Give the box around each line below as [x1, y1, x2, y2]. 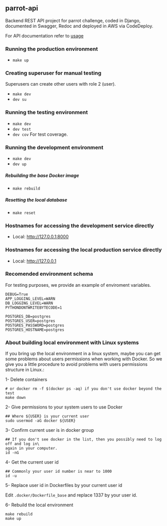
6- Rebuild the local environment [5, 502, 73, 508]
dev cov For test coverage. [12, 131, 68, 137]
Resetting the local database [5, 197, 67, 203]
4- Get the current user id [5, 459, 59, 465]
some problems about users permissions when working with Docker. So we [5, 356, 162, 362]
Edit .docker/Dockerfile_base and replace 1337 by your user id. [5, 492, 138, 498]
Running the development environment [5, 144, 104, 151]
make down [5, 395, 26, 400]
